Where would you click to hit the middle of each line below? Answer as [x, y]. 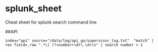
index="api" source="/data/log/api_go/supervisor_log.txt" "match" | [79, 40]
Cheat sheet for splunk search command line [51, 22]
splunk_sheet [33, 9]
